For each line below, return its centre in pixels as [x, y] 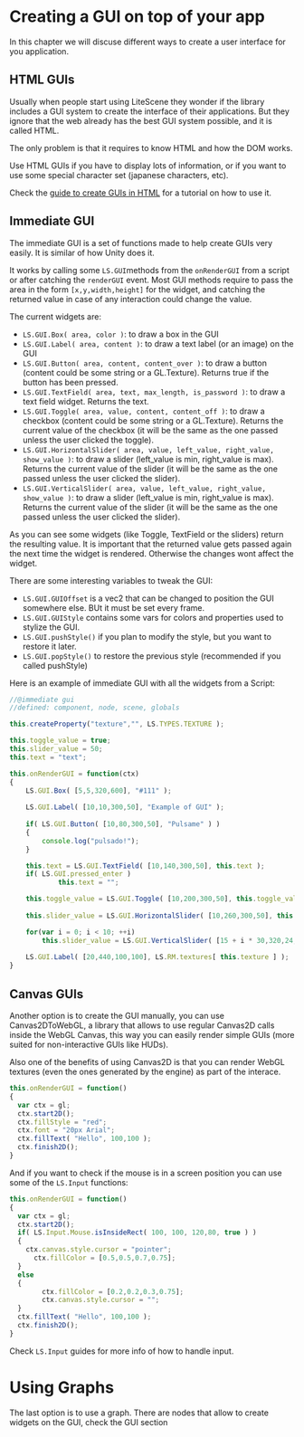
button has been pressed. [71, 382]
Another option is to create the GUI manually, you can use [117, 1016]
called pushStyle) [55, 665]
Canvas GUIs [47, 994]
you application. [39, 51]
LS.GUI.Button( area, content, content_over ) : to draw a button [144, 363]
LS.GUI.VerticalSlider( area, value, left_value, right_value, [144, 489]
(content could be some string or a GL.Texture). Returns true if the [146, 372]
